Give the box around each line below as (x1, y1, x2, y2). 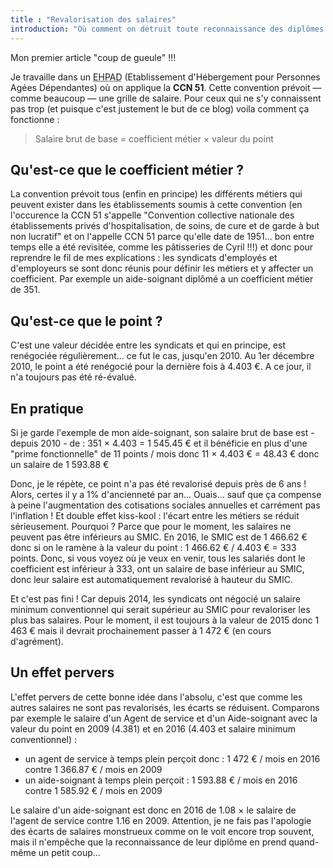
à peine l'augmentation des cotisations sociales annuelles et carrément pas (10, 499, 321, 511)
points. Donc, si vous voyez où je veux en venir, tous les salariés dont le (10, 552, 306, 564)
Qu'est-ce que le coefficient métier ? (10, 161, 244, 178)
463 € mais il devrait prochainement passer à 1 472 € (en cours (10, 624, 272, 636)
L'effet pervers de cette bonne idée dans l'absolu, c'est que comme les (10, 691, 303, 703)
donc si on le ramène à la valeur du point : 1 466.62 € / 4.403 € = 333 (10, 541, 297, 553)
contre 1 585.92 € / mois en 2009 (24, 784, 163, 796)
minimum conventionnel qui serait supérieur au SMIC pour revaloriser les (10, 603, 311, 615)
